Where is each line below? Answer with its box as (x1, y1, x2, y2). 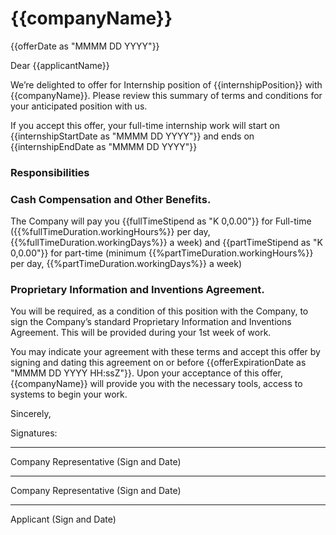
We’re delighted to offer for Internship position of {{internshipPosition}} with (10, 78, 323, 91)
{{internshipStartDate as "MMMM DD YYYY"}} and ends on (10, 130, 255, 142)
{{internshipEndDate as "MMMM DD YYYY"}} (10, 140, 198, 152)
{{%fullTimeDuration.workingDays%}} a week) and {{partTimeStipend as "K (10, 237, 323, 249)
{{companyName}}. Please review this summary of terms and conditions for (10, 89, 323, 101)
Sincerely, (10, 408, 52, 420)
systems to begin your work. (10, 388, 128, 401)
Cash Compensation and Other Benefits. (10, 192, 212, 206)
